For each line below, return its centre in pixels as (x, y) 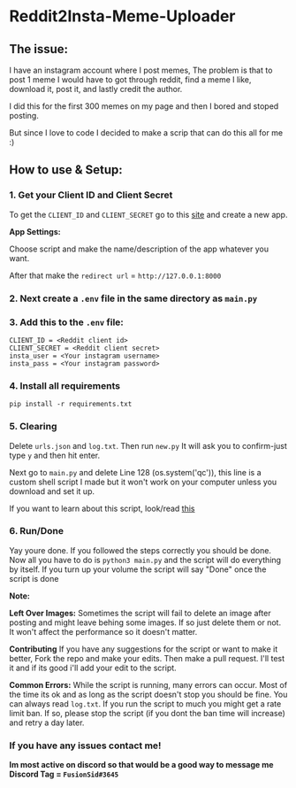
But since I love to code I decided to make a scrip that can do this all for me (146, 133)
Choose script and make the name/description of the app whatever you (139, 249)
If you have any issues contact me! (85, 746)
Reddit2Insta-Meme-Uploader (122, 16)
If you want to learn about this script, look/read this (102, 508)
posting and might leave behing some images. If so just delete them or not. (145, 622)
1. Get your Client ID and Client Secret (91, 195)
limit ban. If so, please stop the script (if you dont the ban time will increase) (147, 713)
